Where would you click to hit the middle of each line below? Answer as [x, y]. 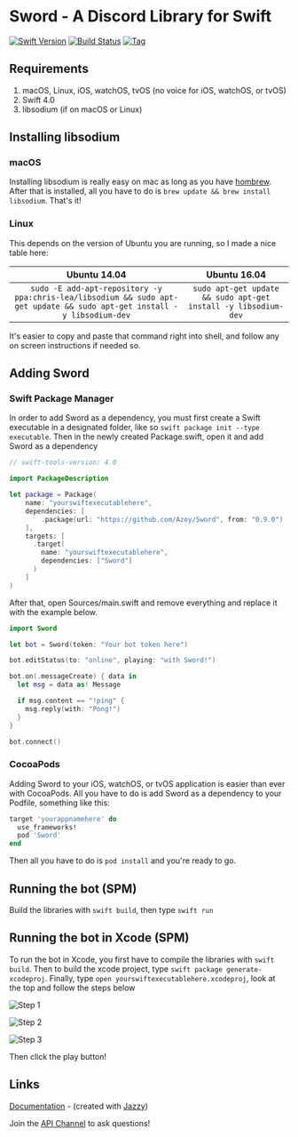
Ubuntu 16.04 [236, 275]
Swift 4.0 [38, 100]
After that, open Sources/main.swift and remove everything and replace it [143, 603]
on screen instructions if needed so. [75, 345]
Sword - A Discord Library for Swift [141, 16]
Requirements [49, 69]
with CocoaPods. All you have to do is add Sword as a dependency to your [145, 793]
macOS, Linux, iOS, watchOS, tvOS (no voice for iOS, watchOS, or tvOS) [154, 90]
